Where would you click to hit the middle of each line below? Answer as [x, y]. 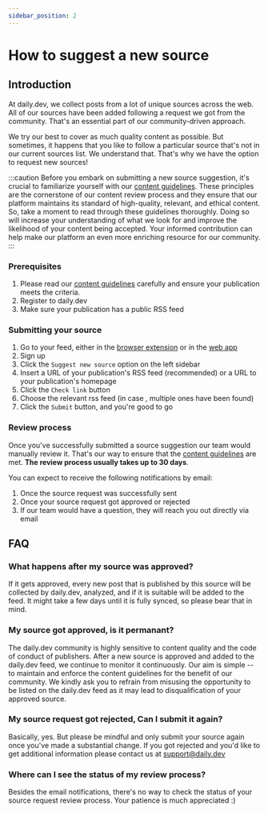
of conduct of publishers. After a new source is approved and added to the [131, 656]
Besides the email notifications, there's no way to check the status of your [130, 792]
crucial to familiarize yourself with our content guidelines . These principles [131, 186]
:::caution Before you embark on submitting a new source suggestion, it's [129, 178]
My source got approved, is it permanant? [91, 631]
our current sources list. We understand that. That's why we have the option [134, 154]
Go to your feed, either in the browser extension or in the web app [128, 347]
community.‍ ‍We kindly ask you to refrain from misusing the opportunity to [130, 682]
